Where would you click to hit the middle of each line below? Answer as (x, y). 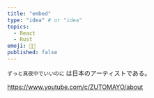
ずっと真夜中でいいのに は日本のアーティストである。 (79, 73)
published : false (32, 53)
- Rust (23, 40)
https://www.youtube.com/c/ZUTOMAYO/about (75, 87)
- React (25, 33)
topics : (18, 26)
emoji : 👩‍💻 (22, 46)
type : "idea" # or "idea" (45, 20)
